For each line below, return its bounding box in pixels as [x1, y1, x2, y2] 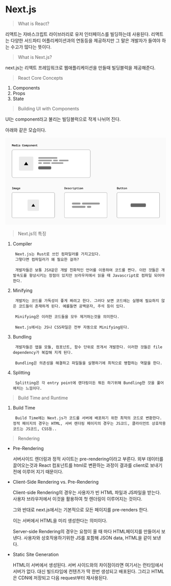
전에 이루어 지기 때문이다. [12, 468, 64, 475]
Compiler [12, 240, 32, 246]
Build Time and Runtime [17, 395, 68, 401]
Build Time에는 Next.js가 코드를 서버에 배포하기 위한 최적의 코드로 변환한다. [15, 415, 162, 420]
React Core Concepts [17, 75, 63, 81]
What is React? [17, 20, 50, 27]
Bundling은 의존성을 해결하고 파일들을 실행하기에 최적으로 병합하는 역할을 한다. [15, 360, 162, 366]
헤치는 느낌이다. [12, 386, 42, 391]
